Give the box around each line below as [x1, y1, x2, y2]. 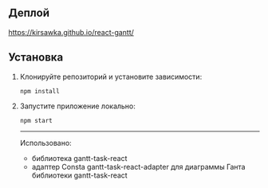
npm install [19, 87, 60, 95]
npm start [19, 116, 53, 124]
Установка [8, 51, 64, 65]
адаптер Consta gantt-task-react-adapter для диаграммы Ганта [31, 162, 246, 171]
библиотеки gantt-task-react [31, 170, 128, 180]
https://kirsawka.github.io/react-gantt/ [8, 27, 134, 37]
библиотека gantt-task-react [31, 153, 128, 163]
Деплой [8, 6, 50, 20]
